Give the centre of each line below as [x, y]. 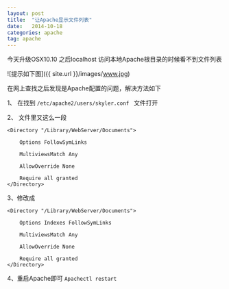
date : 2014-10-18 [35, 26]
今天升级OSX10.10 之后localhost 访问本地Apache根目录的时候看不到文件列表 [114, 60]
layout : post [26, 13]
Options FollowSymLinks [53, 142]
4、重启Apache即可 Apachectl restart [62, 279]
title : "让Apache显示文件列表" [50, 20]
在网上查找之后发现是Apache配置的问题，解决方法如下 [84, 88]
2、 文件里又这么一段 [37, 118]
